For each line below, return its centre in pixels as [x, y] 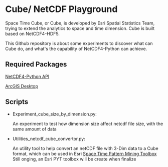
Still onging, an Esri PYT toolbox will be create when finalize [74, 159]
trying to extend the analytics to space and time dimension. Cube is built [80, 28]
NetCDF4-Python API [27, 76]
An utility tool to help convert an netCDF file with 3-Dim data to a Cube [86, 148]
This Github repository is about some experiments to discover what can [79, 43]
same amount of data [34, 129]
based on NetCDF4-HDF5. [33, 33]
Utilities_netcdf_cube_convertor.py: [49, 138]
